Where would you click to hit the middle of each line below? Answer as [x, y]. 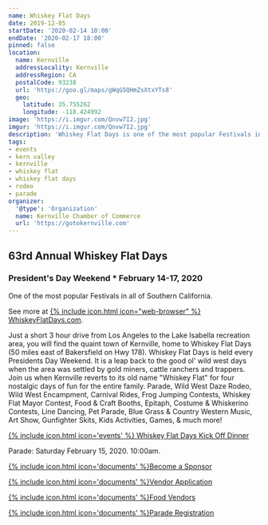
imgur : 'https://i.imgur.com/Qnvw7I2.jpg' [80, 127]
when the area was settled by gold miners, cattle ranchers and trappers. [127, 369]
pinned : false [32, 45]
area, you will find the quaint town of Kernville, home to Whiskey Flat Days [130, 343]
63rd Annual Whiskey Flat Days [88, 256]
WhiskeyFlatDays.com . [46, 319]
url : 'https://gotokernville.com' [73, 223]
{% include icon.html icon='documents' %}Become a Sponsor [110, 466]
